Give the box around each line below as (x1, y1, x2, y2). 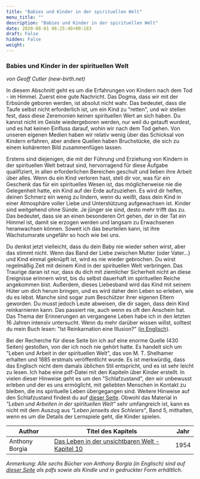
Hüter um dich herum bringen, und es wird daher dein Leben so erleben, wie (6, 288, 194, 295)
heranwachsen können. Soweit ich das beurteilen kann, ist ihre (6, 225, 160, 233)
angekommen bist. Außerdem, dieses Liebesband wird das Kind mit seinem (6, 281, 191, 288)
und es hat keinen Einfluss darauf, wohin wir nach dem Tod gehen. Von (6, 125, 180, 132)
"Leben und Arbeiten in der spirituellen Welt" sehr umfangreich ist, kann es (6, 400, 190, 407)
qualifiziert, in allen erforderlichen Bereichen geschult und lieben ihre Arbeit (6, 168, 192, 175)
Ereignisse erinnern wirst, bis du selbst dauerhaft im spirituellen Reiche (6, 275, 180, 282)
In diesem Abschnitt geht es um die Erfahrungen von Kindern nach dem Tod (6, 87, 192, 94)
